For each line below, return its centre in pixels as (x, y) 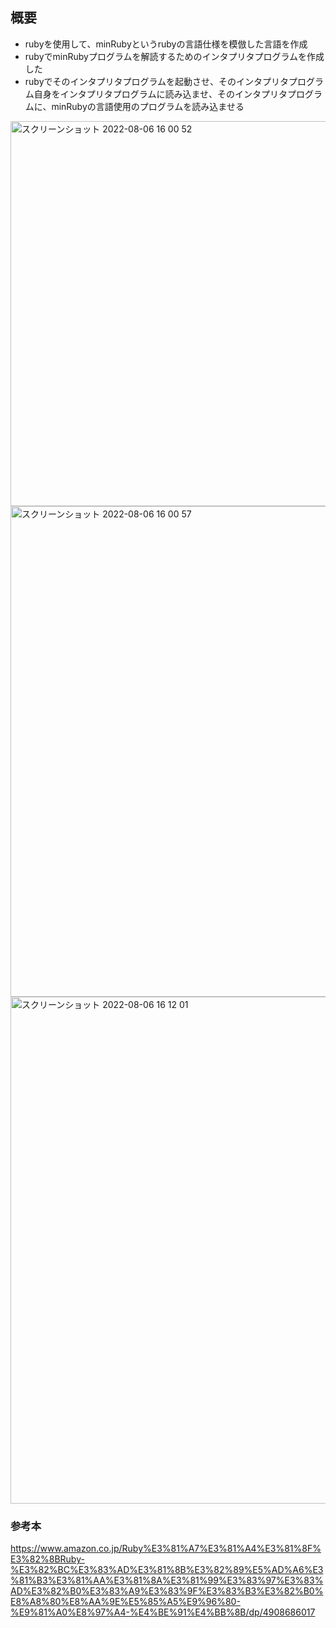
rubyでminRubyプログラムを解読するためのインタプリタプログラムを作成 (174, 56)
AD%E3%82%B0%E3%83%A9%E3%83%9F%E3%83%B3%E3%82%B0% (167, 1591)
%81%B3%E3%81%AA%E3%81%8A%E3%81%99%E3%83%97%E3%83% (167, 1580)
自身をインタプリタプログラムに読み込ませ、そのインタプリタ (160, 94)
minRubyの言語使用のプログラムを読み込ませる (148, 106)
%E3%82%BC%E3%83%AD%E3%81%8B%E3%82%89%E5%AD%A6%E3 (167, 1570)
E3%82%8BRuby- (47, 1559)
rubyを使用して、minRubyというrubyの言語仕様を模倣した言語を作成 (166, 44)
